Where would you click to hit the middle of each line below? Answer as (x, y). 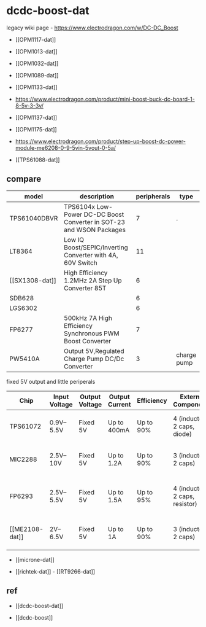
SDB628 (22, 298)
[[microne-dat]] (35, 559)
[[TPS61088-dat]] (37, 160)
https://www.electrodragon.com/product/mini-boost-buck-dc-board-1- (105, 99)
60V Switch (81, 263)
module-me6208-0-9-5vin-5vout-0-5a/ (66, 147)
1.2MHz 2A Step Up (93, 280)
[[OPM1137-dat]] (36, 117)
